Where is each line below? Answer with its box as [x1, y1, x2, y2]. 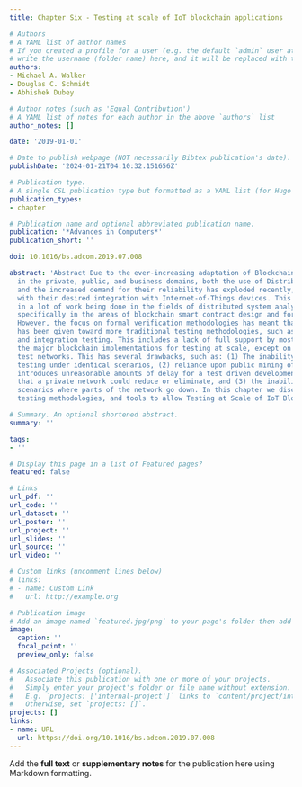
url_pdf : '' [9, 492, 54, 502]
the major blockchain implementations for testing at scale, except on [17, 344, 292, 353]
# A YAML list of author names [9, 38, 127, 47]
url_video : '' [9, 550, 63, 560]
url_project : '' [9, 525, 70, 535]
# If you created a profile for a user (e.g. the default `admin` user [9, 46, 283, 55]
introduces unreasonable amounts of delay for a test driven [17, 369, 252, 378]
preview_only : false [17, 650, 94, 659]
